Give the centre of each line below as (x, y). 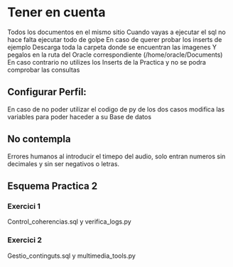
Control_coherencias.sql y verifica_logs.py (69, 222)
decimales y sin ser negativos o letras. (63, 163)
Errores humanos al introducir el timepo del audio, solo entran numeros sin (116, 156)
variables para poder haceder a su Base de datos (79, 116)
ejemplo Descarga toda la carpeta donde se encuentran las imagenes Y (112, 47)
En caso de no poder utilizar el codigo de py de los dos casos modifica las (116, 109)
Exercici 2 (25, 240)
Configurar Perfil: (47, 92)
